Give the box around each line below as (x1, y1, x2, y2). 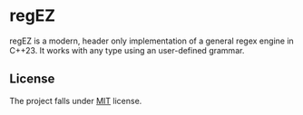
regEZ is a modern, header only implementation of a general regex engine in (9, 35, 295, 46)
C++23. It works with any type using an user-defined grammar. (9, 44, 245, 55)
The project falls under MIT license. (9, 95, 142, 106)
